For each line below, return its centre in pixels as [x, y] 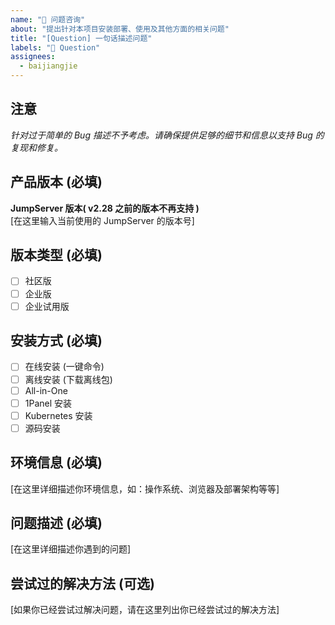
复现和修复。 [36, 147]
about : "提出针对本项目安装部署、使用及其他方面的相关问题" [120, 29]
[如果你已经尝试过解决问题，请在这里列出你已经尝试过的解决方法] [145, 610]
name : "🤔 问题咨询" [48, 19]
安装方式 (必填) [56, 341]
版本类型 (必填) [56, 255]
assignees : [33, 57]
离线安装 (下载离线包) [68, 379]
